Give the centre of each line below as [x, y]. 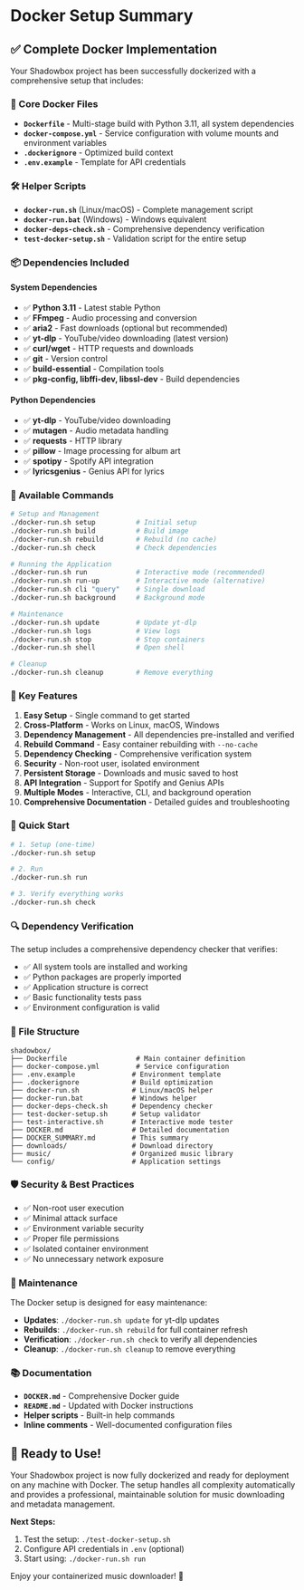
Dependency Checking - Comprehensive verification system [138, 754]
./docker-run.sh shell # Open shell [97, 648]
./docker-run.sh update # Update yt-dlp [104, 622]
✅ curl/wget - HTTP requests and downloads [108, 348]
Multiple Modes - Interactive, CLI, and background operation [137, 793]
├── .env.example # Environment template [116, 1074]
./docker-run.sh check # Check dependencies [114, 548]
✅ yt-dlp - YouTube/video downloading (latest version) [126, 338]
